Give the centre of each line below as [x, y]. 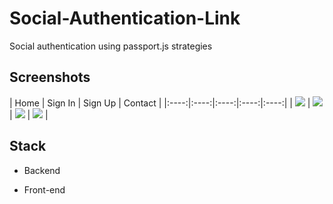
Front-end [44, 189]
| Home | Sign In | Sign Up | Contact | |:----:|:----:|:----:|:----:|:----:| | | [160, 103]
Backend [42, 170]
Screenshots [50, 77]
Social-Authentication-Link [125, 18]
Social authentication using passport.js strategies [111, 46]
